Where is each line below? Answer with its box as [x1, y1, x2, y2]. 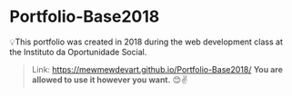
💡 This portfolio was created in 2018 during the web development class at [9, 36, 284, 47]
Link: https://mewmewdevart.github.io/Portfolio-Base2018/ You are [31, 63, 284, 74]
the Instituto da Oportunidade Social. [9, 46, 147, 57]
